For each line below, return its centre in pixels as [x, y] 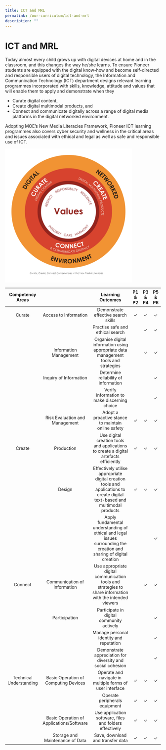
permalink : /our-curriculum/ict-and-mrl [47, 16]
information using [110, 344]
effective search [110, 315]
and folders [110, 723]
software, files [110, 718]
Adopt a [110, 413]
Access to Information [65, 315]
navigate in [110, 678]
